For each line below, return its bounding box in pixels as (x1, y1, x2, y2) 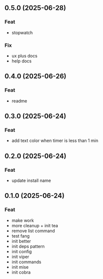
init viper (11, 254, 30, 259)
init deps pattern (11, 243, 45, 249)
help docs (11, 58, 32, 64)
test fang (11, 233, 30, 239)
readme (11, 98, 27, 104)
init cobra (11, 269, 31, 275)
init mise (11, 264, 29, 270)
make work (11, 217, 34, 223)
